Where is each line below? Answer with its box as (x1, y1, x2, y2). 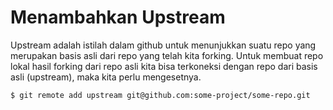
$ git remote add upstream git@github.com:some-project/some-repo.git (10, 90, 311, 100)
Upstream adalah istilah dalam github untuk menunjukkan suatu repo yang (10, 39, 317, 51)
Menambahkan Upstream (10, 6, 226, 29)
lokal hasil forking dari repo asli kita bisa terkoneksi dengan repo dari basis (10, 60, 318, 72)
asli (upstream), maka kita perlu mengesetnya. (10, 71, 202, 83)
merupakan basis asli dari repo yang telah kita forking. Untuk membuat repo (10, 49, 324, 61)
